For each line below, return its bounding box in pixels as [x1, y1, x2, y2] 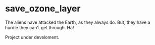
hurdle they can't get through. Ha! [5, 24, 74, 30]
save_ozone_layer [5, 3, 81, 14]
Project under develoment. [5, 34, 59, 40]
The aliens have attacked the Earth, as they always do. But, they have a [5, 19, 151, 25]
